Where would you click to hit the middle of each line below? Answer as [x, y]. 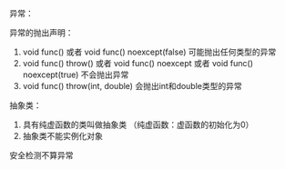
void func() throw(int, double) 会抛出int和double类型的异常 [132, 86]
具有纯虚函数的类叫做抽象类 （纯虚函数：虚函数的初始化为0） [138, 124]
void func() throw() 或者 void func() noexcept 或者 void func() [137, 63]
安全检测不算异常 [41, 155]
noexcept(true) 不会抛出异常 [76, 75]
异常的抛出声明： [41, 33]
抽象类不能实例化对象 [62, 136]
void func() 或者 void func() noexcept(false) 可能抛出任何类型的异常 [149, 52]
